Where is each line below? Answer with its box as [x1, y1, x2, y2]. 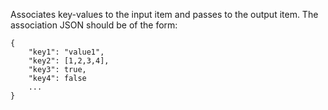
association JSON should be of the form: [10, 19, 178, 31]
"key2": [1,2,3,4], [28, 56, 110, 66]
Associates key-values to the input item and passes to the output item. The [10, 9, 319, 20]
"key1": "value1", [28, 47, 105, 57]
